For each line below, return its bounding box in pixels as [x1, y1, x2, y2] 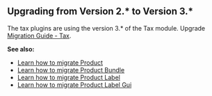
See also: [7, 45, 35, 53]
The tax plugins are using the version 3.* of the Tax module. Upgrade [7, 24, 206, 32]
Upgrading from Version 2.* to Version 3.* [7, 6, 193, 17]
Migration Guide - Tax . [7, 31, 72, 40]
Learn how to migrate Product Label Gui [17, 80, 132, 89]
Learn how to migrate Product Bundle [17, 65, 125, 74]
